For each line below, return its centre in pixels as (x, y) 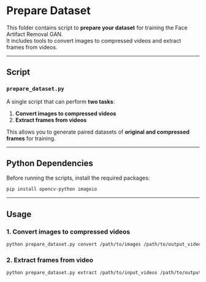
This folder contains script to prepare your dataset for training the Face (97, 28)
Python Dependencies (50, 163)
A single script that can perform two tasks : (61, 101)
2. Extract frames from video (50, 260)
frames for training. (31, 138)
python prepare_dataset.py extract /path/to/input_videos (82, 273)
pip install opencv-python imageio (52, 189)
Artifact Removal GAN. (35, 34)
